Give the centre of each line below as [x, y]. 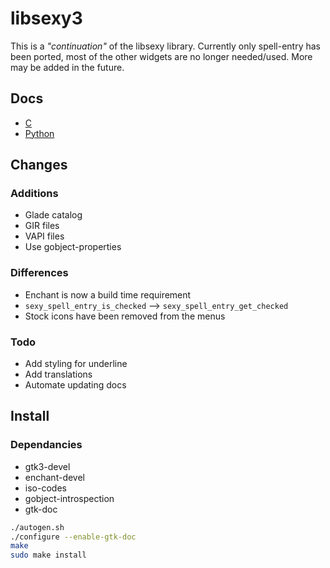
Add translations [58, 374]
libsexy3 [46, 18]
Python [39, 133]
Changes [39, 165]
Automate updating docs [75, 385]
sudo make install [48, 555]
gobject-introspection [69, 498]
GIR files [42, 226]
